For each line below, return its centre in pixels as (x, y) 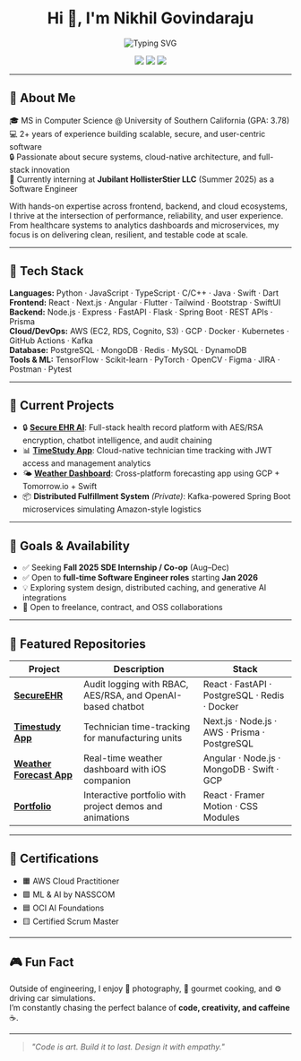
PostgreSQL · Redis (244, 695)
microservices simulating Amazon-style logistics (112, 509)
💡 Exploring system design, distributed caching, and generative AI (144, 588)
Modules (221, 817)
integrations (44, 598)
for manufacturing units (133, 738)
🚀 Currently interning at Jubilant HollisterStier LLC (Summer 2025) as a (142, 179)
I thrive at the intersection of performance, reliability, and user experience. (146, 215)
